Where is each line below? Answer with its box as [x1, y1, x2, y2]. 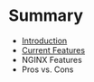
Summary [8, 5, 83, 26]
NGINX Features [21, 54, 82, 65]
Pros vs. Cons [21, 64, 74, 75]
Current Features [21, 44, 86, 55]
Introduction [21, 35, 68, 46]
